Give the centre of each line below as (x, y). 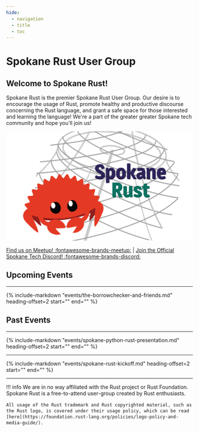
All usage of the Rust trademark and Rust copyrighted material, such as (99, 405)
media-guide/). (25, 422)
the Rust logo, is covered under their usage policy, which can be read (98, 411)
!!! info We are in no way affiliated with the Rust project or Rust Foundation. (97, 387)
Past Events (28, 320)
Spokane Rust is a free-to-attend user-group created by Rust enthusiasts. (96, 393)
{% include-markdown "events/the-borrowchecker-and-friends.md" (89, 295)
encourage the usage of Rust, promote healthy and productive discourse (95, 104)
